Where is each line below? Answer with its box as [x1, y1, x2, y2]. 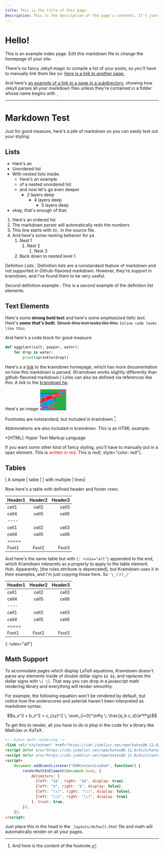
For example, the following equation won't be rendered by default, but [5, 693, 145, 699]
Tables [5, 464, 26, 472]
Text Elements [5, 302, 50, 310]
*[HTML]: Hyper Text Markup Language [5, 435, 86, 441]
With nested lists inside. [12, 171, 60, 177]
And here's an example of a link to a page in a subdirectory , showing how [5, 80, 153, 86]
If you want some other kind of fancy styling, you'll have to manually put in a [5, 445, 159, 450]
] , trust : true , [31, 799, 64, 804]
